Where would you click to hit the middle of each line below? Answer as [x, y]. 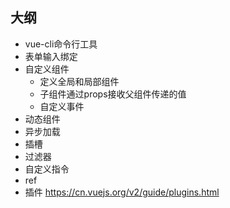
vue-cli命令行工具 [61, 44]
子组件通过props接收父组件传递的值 [113, 94]
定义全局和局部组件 [79, 81]
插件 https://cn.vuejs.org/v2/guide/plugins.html [122, 192]
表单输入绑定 [51, 56]
